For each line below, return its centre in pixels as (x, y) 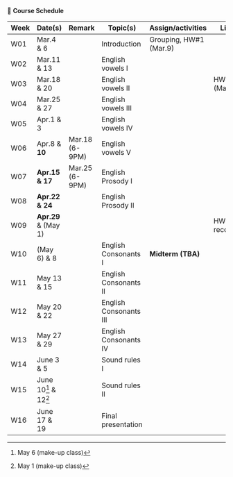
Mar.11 (49, 59)
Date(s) (50, 28)
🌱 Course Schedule (36, 11)
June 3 (49, 360)
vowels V (116, 152)
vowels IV (117, 128)
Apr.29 (49, 217)
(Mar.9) (162, 48)
